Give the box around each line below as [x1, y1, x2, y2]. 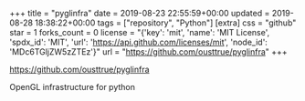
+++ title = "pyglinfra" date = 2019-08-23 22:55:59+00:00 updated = [9, 8, 270, 18]
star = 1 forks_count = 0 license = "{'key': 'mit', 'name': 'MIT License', [9, 27, 270, 37]
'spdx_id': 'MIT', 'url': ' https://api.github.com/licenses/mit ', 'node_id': [9, 36, 268, 47]
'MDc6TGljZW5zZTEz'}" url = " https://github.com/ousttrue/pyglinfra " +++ [9, 46, 288, 57]
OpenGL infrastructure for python [9, 82, 135, 92]
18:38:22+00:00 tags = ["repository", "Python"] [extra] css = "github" [35, 17, 297, 28]
